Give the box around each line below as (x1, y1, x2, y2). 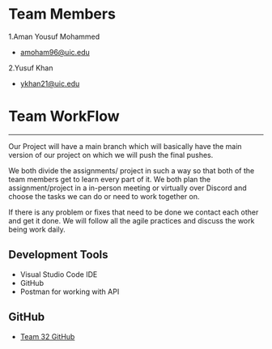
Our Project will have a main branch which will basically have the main (8, 141, 242, 151)
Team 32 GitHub (19, 331, 75, 341)
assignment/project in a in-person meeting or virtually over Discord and (8, 183, 247, 193)
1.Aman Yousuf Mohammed (8, 32, 100, 41)
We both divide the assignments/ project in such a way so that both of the (8, 165, 255, 175)
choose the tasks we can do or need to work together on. (8, 191, 200, 201)
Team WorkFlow (8, 107, 120, 126)
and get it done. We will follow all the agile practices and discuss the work (8, 215, 255, 225)
